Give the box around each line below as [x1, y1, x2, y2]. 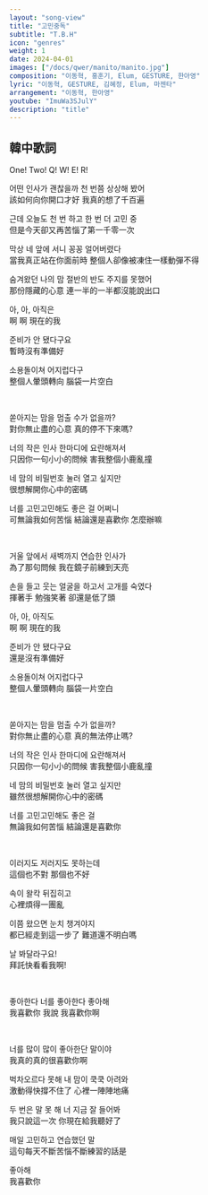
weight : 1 [9, 47, 46, 56]
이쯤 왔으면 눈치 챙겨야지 [9, 918, 96, 929]
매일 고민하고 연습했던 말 [9, 1135, 96, 1146]
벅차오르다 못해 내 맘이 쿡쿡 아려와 [9, 1074, 129, 1085]
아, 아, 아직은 [9, 304, 55, 315]
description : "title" [9, 105, 90, 114]
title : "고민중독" [9, 22, 71, 30]
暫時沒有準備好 [9, 346, 64, 357]
